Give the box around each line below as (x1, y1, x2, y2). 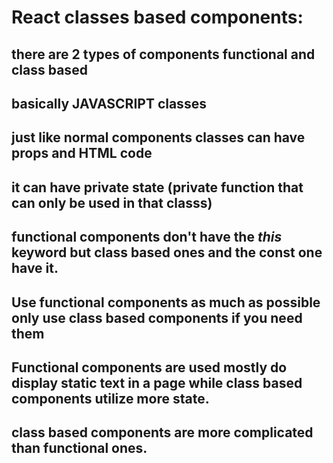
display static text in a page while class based (11, 374, 303, 391)
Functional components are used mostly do (11, 359, 288, 376)
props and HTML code (11, 145, 153, 162)
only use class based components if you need (11, 309, 303, 326)
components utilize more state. (11, 390, 210, 407)
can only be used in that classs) (11, 194, 213, 211)
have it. (11, 260, 59, 277)
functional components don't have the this (11, 229, 283, 246)
